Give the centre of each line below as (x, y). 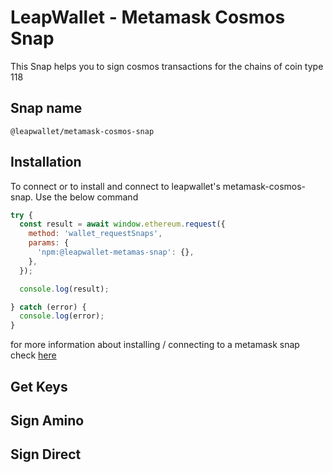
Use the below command (87, 197)
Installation (46, 162)
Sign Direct (46, 454)
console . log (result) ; (64, 289)
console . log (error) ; (62, 316)
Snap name (46, 108)
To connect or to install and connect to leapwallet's (115, 186)
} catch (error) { (48, 307)
